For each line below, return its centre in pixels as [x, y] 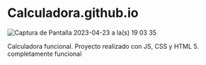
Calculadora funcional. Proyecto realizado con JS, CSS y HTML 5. [103, 46]
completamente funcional [45, 54]
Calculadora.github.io [73, 13]
